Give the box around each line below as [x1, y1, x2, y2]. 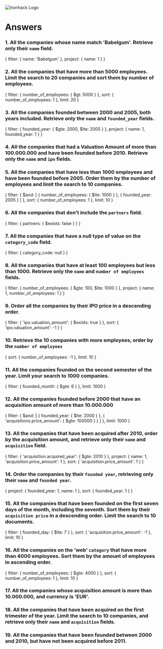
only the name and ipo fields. [5, 156, 72, 162]
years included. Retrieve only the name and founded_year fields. [5, 115, 155, 122]
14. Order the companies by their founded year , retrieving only [5, 471, 154, 477]
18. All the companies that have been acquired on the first [5, 607, 144, 613]
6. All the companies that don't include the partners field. [5, 210, 143, 216]
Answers [5, 22, 42, 33]
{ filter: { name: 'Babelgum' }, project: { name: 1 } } [5, 56, 106, 62]
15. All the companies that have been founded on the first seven [5, 500, 159, 507]
